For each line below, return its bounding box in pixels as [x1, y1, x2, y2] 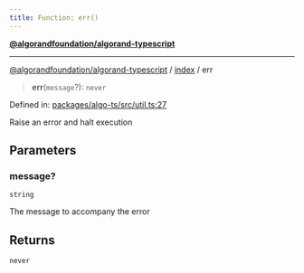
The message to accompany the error [9, 206, 151, 217]
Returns [9, 232, 56, 248]
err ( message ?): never [31, 81, 107, 92]
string [9, 191, 34, 200]
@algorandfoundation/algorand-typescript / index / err [9, 64, 214, 75]
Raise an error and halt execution [9, 117, 133, 127]
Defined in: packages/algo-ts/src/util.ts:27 [9, 99, 167, 109]
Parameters [9, 143, 77, 158]
